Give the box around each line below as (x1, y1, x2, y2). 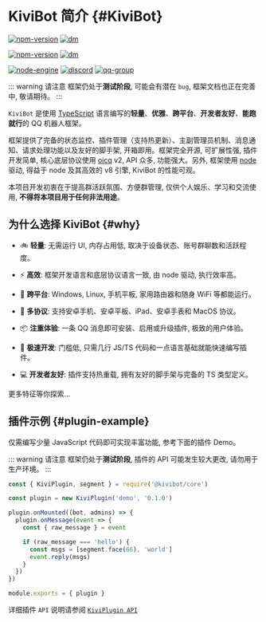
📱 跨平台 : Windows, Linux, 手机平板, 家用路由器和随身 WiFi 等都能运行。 (19, 289, 256, 299)
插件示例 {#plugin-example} (8, 415, 150, 428)
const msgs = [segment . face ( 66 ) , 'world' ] (29, 545, 173, 553)
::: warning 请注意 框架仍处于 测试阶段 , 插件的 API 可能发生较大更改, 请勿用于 (8, 454, 259, 463)
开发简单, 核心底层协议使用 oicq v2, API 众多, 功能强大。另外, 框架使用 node (8, 155, 257, 164)
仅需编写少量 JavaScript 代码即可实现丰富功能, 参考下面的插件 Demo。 (8, 437, 241, 447)
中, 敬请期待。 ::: (8, 91, 63, 100)
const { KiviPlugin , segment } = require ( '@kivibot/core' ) (8, 480, 209, 488)
